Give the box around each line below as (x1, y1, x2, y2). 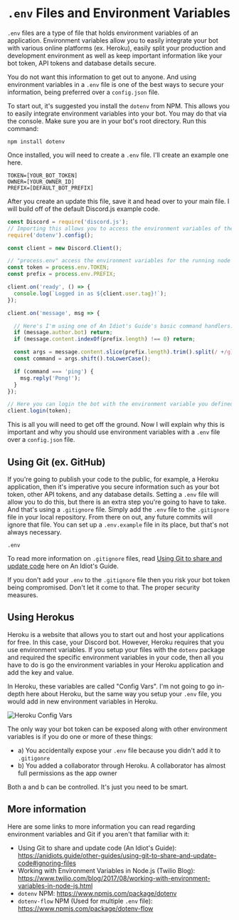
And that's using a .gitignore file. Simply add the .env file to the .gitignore (7, 505, 230, 514)
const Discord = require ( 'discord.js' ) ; (7, 218, 129, 225)
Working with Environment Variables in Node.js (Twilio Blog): (17, 866, 196, 874)
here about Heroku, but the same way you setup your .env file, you (26, 689, 222, 698)
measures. (7, 591, 38, 599)
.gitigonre (17, 755, 51, 762)
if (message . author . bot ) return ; (14, 329, 113, 336)
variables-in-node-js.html (17, 882, 93, 890)
